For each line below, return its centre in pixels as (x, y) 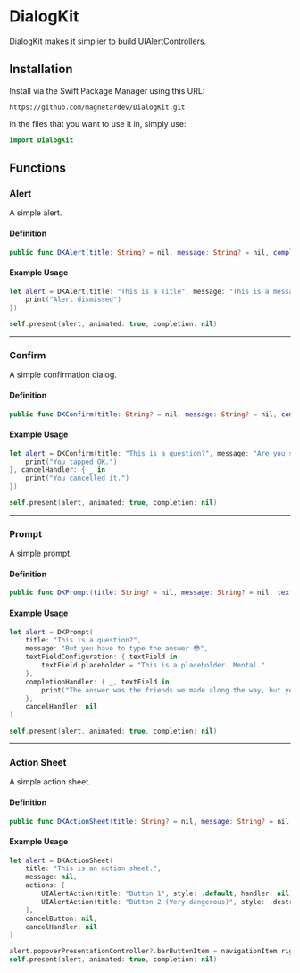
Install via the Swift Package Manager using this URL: (107, 90)
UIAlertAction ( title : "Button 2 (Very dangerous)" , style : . (158, 902)
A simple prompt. (41, 554)
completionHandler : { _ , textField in (97, 682)
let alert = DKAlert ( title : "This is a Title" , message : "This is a (139, 291)
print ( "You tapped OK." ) (71, 462)
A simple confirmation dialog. (63, 375)
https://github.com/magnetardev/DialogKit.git (97, 107)
